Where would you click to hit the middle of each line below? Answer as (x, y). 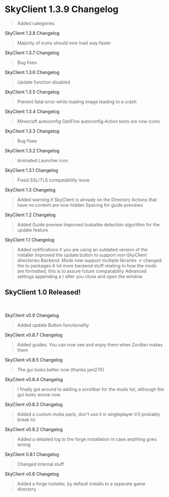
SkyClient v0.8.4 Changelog (34, 379)
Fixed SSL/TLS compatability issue (53, 180)
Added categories (36, 23)
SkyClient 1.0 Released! (43, 292)
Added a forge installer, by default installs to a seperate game (81, 483)
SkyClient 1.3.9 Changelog (62, 9)
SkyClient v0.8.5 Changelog (34, 359)
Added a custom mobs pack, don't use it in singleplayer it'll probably (89, 414)
